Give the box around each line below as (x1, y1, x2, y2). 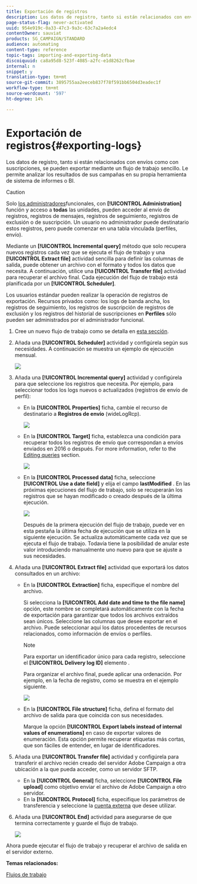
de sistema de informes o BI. (6, 177, 75, 184)
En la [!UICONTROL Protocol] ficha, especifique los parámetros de (23, 795, 185, 802)
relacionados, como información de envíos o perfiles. (23, 630, 152, 637)
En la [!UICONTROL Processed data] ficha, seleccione (23, 473, 156, 480)
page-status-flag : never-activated (6, 19, 93, 25)
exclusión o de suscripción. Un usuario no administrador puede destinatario (6, 219, 189, 226)
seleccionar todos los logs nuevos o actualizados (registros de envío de (14, 386, 188, 394)
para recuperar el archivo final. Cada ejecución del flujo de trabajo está (6, 274, 178, 281)
